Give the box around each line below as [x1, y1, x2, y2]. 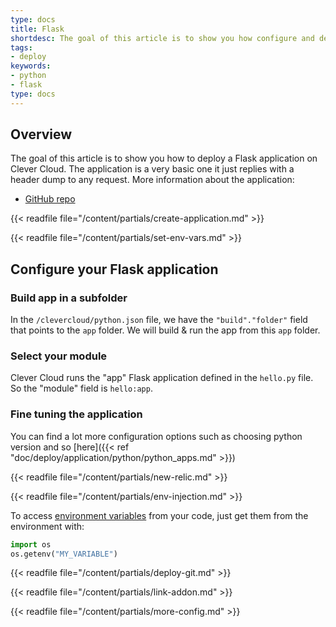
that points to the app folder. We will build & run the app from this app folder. [10, 324, 321, 336]
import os [10, 539, 52, 550]
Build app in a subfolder [10, 291, 128, 305]
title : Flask [10, 24, 65, 34]
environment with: [10, 520, 85, 532]
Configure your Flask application [10, 261, 219, 278]
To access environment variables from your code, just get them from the [10, 509, 309, 521]
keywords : [10, 61, 52, 71]
